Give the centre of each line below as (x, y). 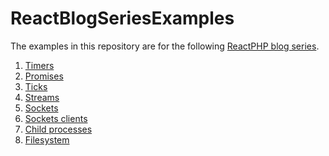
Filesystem (47, 139)
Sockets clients (56, 118)
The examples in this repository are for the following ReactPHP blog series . (165, 46)
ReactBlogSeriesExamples (122, 18)
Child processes (58, 129)
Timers (39, 65)
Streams (42, 97)
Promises (44, 76)
